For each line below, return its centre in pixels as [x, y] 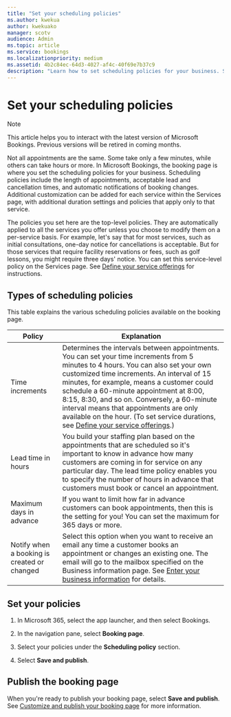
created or [27, 562]
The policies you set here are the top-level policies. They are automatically [113, 223]
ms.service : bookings [38, 52]
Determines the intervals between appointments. [141, 348]
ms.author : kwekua [33, 20]
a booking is [30, 553]
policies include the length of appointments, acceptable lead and [99, 180]
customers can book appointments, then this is [138, 508]
